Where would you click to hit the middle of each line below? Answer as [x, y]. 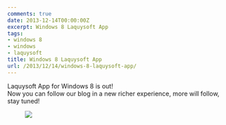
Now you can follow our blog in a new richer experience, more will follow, [113, 93]
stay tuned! [24, 101]
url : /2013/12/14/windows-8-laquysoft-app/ [72, 66]
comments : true [30, 14]
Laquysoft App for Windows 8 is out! [61, 86]
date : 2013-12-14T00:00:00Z [49, 20]
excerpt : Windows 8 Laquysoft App [58, 27]
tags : [15, 33]
